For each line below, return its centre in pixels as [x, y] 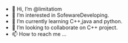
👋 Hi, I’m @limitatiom [37, 9]
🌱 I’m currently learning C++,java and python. [67, 21]
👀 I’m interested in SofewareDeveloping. [60, 15]
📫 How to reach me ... [39, 34]
